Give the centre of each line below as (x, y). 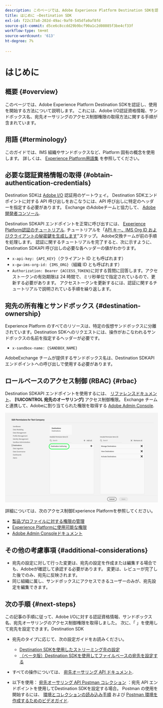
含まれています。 (22, 123)
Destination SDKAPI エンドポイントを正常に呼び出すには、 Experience (75, 224)
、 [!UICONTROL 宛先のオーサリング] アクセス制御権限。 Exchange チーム (83, 399)
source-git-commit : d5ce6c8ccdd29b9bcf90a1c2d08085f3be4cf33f (69, 26)
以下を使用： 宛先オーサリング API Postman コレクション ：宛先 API (80, 682)
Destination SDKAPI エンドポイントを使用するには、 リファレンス (70, 393)
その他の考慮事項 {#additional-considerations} (76, 550)
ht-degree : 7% (19, 41)
